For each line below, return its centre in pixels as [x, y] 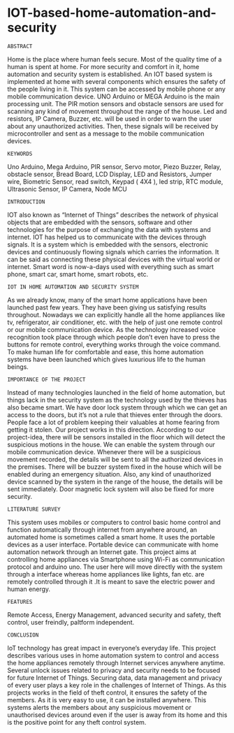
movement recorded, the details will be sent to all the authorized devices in [115, 459]
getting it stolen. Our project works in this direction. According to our [106, 429]
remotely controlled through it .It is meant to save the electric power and [111, 581]
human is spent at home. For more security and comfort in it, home [103, 66]
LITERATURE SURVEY [34, 509]
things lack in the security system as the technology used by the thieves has [117, 400]
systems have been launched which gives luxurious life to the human [107, 359]
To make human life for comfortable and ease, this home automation [105, 351]
